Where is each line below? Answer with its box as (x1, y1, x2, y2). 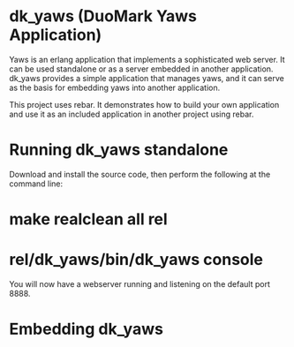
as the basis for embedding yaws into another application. (9, 82, 221, 93)
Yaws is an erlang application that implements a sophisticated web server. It (9, 54, 285, 64)
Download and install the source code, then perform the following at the (9, 169, 271, 179)
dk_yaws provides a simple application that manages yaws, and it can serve (9, 72, 284, 83)
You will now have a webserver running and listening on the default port (9, 279, 271, 289)
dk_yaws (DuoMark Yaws (9, 6, 197, 26)
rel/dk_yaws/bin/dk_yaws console (9, 250, 263, 270)
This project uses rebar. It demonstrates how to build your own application (9, 99, 280, 109)
